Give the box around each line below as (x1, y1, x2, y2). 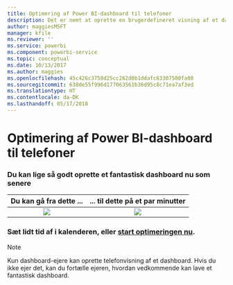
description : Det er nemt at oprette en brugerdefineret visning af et (7, 17, 218, 24)
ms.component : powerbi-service (7, 49, 98, 56)
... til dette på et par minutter (89, 196, 186, 206)
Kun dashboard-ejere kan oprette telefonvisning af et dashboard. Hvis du (7, 256, 216, 264)
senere (7, 178, 31, 188)
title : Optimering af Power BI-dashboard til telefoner (7, 10, 172, 17)
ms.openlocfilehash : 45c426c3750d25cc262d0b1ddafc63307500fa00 (7, 74, 194, 82)
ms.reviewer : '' (7, 36, 54, 43)
